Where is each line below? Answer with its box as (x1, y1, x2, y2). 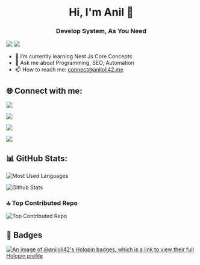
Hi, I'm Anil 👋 (69, 5, 134, 19)
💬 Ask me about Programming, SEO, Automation (14, 59, 134, 67)
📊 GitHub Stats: (6, 153, 68, 163)
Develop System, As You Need (56, 27, 146, 35)
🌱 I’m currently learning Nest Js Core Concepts (14, 53, 133, 60)
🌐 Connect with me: (6, 85, 83, 96)
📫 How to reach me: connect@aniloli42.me (14, 66, 123, 73)
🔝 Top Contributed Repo (6, 199, 78, 207)
